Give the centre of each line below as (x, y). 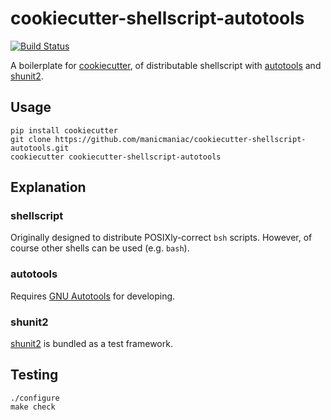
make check (33, 407)
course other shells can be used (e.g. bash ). (100, 248)
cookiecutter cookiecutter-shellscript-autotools (116, 157)
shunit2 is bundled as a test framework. (91, 344)
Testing (34, 375)
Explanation (48, 187)
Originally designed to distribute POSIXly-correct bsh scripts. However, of (161, 238)
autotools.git (40, 148)
